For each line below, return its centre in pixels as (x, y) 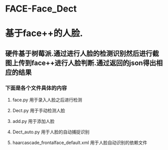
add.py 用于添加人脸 (33, 121)
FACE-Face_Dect (41, 9)
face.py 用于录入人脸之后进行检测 (47, 100)
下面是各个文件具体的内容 (36, 88)
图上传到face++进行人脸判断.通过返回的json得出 (81, 63)
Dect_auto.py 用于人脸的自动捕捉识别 (51, 132)
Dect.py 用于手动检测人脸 (39, 111)
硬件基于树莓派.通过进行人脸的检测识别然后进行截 (82, 53)
